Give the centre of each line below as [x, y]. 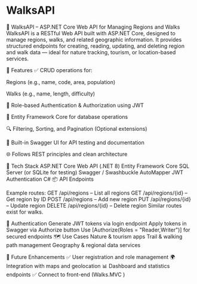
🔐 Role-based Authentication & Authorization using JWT [75, 105]
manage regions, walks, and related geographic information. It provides [94, 39]
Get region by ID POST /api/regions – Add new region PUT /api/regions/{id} [98, 199]
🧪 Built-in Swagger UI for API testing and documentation [76, 142]
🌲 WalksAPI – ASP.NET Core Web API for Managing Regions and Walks [93, 27]
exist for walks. [25, 212]
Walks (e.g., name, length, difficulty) [51, 94]
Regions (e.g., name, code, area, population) [61, 82]
